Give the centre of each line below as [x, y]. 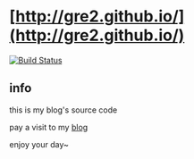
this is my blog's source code [63, 110]
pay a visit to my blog [49, 127]
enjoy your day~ [39, 144]
